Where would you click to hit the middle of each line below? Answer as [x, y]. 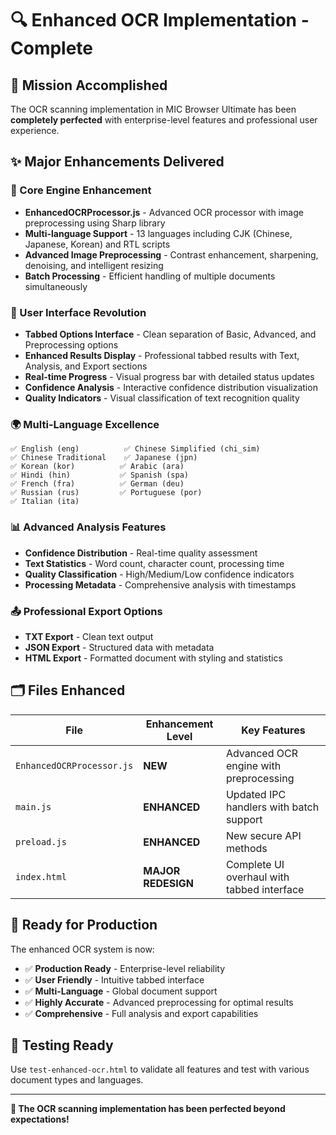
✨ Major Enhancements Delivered [117, 162]
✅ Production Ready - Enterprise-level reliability [125, 968]
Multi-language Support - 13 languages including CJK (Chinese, [158, 233]
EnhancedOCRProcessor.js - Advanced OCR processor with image [164, 212]
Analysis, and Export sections [86, 366]
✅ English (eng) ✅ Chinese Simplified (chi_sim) [135, 449]
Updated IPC [256, 794]
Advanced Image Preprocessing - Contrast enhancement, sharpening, [171, 254]
